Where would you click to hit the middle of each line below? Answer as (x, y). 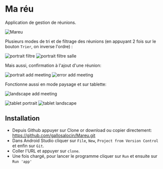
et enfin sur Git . (28, 146)
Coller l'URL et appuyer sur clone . (46, 151)
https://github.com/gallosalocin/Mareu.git (54, 135)
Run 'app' (22, 162)
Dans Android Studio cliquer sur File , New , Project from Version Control (85, 140)
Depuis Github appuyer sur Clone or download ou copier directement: (82, 130)
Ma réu (19, 9)
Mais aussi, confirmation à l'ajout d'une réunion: (53, 65)
